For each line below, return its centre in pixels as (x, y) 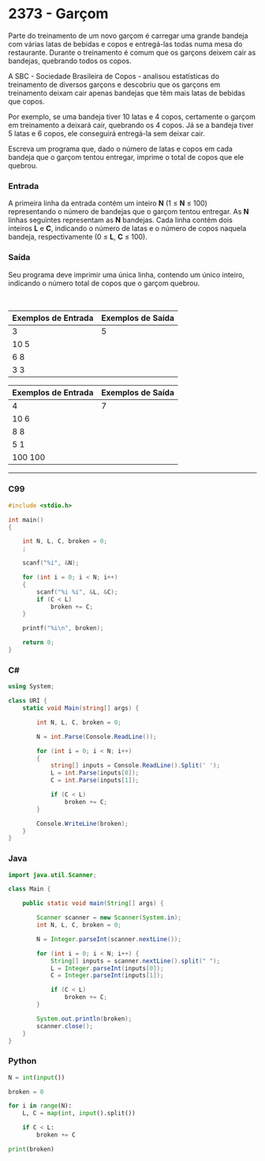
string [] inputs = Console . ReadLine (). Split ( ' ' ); (135, 766)
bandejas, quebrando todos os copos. (70, 61)
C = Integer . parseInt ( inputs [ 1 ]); (107, 976)
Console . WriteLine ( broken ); (82, 824)
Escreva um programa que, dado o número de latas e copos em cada (120, 149)
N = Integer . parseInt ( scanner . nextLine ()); (109, 939)
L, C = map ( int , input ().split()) (79, 1114)
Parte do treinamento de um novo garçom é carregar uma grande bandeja (128, 36)
